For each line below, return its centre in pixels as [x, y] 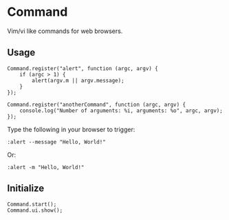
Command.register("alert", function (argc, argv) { [83, 68]
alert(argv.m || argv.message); [78, 80]
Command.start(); [32, 204]
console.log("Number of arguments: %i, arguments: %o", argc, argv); [121, 111]
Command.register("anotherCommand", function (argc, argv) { [97, 104]
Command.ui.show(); [35, 210]
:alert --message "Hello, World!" [57, 142]
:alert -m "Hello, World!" [46, 167]
